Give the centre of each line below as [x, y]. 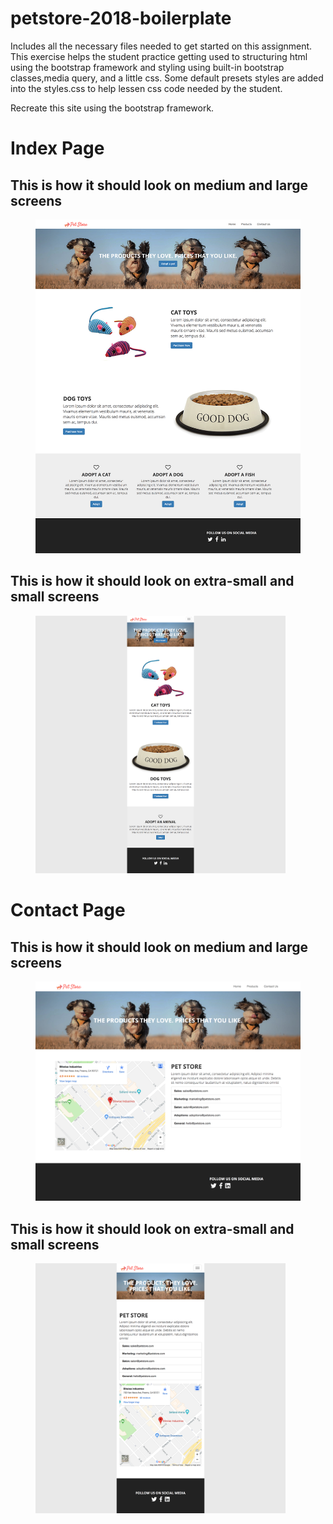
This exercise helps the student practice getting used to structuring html [159, 56]
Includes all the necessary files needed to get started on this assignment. [161, 46]
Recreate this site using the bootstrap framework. [112, 108]
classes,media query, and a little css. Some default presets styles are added [167, 78]
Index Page [57, 148]
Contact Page [68, 910]
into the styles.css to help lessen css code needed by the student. [146, 88]
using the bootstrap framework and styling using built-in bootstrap [147, 67]
